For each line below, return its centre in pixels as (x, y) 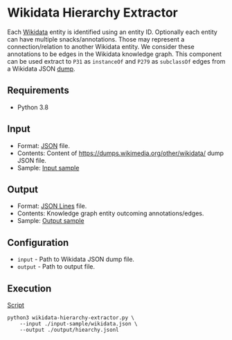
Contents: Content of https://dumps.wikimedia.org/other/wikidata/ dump (120, 153)
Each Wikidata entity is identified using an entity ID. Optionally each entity (113, 32)
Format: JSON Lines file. (52, 206)
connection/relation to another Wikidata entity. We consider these (101, 46)
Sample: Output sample (51, 221)
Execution (29, 288)
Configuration (38, 243)
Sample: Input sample (48, 168)
